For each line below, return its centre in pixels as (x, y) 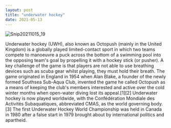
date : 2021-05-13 (24, 19)
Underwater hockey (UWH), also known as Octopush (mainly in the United (84, 44)
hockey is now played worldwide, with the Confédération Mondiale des (80, 98)
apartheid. (16, 120)
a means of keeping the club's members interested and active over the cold (85, 88)
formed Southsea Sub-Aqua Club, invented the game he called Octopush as (85, 82)
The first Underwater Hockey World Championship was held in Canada (87, 109)
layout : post (19, 10)
